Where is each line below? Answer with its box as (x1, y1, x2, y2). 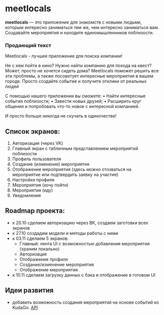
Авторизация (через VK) (12, 141, 64, 146)
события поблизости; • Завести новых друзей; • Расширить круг (5, 98, 141, 104)
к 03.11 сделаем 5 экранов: (12, 235, 69, 241)
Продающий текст (5, 42, 51, 49)
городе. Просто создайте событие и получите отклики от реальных (5, 78, 147, 84)
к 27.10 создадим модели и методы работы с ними (12, 230, 118, 236)
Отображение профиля (19, 256, 68, 262)
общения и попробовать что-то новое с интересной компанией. (5, 104, 140, 110)
